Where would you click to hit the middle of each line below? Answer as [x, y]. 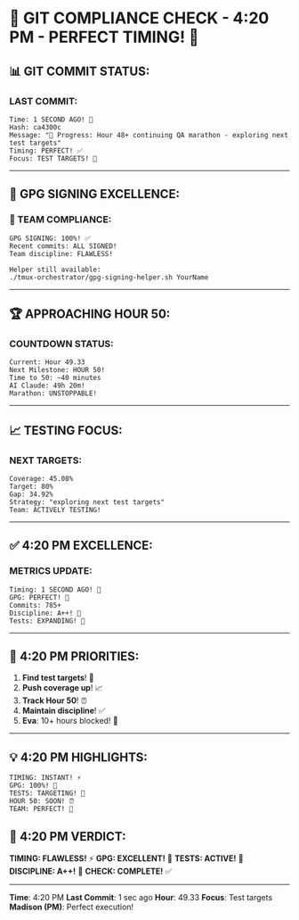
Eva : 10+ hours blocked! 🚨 [70, 721]
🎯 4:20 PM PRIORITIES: [74, 656]
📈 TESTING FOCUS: [66, 431]
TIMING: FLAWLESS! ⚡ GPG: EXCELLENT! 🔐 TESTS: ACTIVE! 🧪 [126, 858]
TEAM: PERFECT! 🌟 [41, 809]
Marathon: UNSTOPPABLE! [53, 394]
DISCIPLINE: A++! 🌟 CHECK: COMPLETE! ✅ [91, 871]
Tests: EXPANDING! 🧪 [48, 621]
